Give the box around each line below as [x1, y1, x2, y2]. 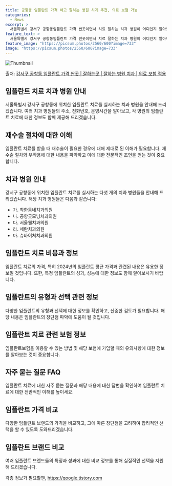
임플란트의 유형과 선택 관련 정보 [5, 293, 99, 302]
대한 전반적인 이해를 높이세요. [14, 389, 74, 395]
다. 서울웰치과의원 [12, 219, 49, 226]
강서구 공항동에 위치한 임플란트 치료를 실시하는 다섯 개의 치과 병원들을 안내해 [5, 190, 159, 196]
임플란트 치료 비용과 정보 [5, 249, 78, 257]
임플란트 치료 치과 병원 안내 [5, 87, 86, 96]
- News [10, 17, 24, 22]
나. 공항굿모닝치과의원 [12, 213, 57, 219]
